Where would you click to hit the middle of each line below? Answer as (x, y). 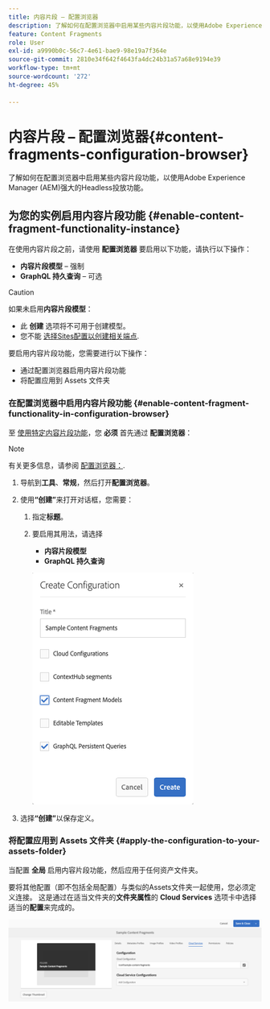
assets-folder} (37, 851)
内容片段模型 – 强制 (52, 267)
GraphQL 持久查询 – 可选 (61, 276)
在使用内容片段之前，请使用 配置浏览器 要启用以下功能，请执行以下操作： (130, 249)
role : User (27, 43)
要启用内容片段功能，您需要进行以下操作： (79, 354)
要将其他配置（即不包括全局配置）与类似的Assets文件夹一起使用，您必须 (129, 887)
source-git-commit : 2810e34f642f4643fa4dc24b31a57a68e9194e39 (115, 60)
